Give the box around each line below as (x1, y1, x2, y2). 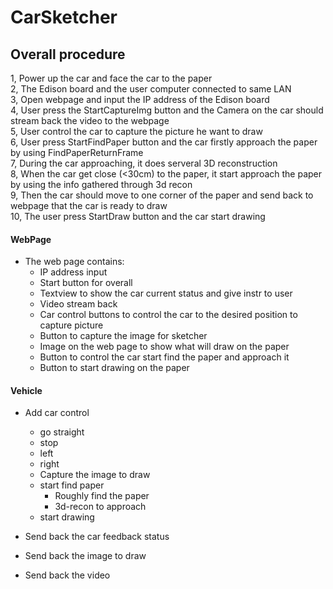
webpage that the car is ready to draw (10, 200, 168, 211)
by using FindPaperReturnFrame (10, 147, 144, 158)
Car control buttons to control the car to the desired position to (39, 309, 298, 321)
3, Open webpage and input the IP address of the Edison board (10, 94, 270, 105)
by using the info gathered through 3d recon (10, 179, 193, 190)
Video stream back (39, 298, 118, 310)
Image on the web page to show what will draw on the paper (39, 341, 290, 353)
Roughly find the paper (54, 490, 150, 502)
